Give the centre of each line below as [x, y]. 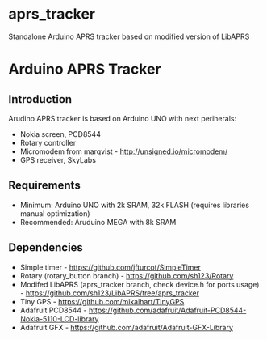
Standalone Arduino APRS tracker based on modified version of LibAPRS [129, 36]
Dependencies [46, 248]
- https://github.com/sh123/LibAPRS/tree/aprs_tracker [110, 293]
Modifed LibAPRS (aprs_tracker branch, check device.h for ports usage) [140, 284]
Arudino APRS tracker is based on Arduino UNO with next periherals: [122, 118]
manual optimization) [55, 213]
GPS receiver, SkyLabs [58, 159]
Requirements [44, 186]
